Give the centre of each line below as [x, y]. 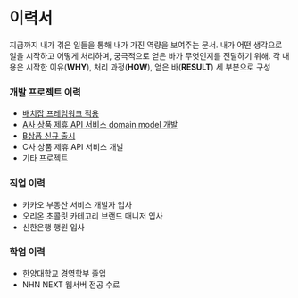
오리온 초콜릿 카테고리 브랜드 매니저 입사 [92, 216]
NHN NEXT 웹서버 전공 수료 [71, 284]
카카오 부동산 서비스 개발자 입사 [77, 204]
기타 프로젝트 [45, 158]
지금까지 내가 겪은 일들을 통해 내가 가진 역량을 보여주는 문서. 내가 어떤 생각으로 [146, 45]
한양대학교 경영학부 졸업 [64, 273]
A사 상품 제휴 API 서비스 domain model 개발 [100, 125]
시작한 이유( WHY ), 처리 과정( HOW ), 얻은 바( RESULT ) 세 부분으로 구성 [148, 67]
